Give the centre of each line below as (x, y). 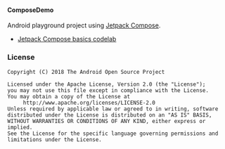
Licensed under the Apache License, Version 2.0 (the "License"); (107, 84)
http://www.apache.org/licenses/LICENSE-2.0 (89, 103)
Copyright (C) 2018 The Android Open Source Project (86, 72)
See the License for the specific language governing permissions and (113, 134)
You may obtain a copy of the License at (69, 96)
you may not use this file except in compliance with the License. (108, 90)
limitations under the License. (54, 140)
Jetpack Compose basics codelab (67, 39)
